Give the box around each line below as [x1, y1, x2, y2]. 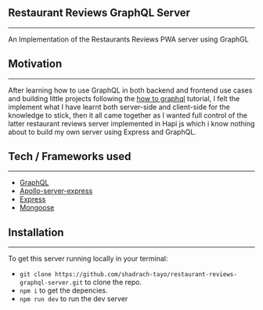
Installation [8, 225, 64, 239]
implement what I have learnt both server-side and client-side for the [8, 102, 230, 111]
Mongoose [19, 203, 55, 213]
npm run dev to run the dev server [19, 294, 128, 304]
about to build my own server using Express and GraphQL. [8, 127, 197, 137]
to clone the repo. [85, 278, 142, 287]
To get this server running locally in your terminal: [8, 254, 168, 264]
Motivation [8, 57, 63, 71]
